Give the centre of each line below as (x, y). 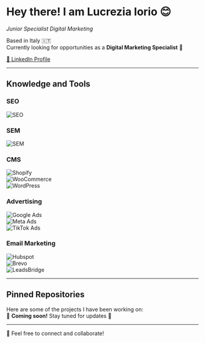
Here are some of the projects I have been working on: (75, 309)
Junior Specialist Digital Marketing (50, 29)
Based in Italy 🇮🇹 (29, 40)
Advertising (24, 202)
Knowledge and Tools (48, 84)
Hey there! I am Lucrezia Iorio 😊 (89, 12)
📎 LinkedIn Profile (28, 59)
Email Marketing (31, 244)
